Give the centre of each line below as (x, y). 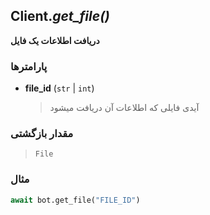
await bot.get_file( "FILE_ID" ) (75, 200)
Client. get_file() (60, 16)
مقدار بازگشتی (42, 134)
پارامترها (29, 66)
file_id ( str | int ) (59, 88)
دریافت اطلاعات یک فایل (55, 40)
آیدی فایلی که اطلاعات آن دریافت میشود (124, 108)
